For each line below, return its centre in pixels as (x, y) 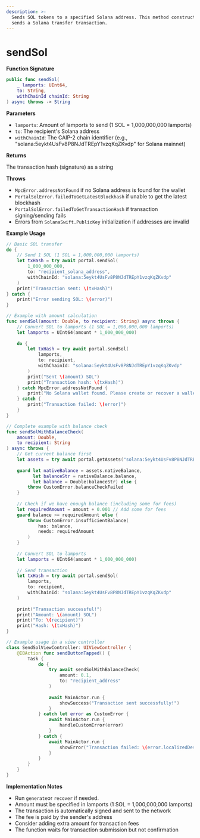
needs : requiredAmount (66, 532)
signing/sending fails (40, 215)
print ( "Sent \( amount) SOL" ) (64, 377)
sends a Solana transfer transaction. (60, 23)
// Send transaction (42, 570)
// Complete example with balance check (57, 426)
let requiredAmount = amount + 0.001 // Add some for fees (92, 509)
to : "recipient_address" (90, 681)
